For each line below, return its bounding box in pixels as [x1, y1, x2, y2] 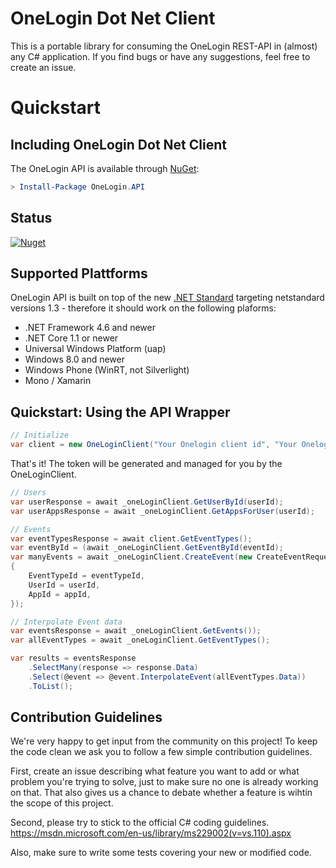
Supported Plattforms [10, 265, 148, 282]
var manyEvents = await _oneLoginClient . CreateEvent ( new [10, 552, 253, 562]
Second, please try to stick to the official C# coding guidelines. [10, 817, 270, 829]
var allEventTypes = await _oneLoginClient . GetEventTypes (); [10, 635, 271, 646]
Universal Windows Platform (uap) [24, 343, 167, 355]
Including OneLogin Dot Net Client [10, 136, 227, 153]
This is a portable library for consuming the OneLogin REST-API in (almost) [10, 40, 318, 52]
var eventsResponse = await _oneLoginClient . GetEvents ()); [10, 626, 262, 636]
